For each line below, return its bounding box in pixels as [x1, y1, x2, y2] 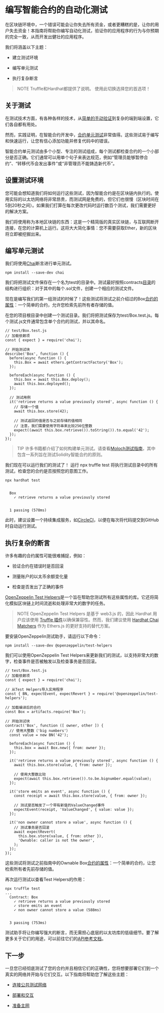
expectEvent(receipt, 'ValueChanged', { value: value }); [14, 807, 134, 812]
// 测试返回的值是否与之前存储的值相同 [14, 418, 82, 423]
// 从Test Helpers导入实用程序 [5, 687, 63, 692]
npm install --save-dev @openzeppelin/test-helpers [5, 643, 112, 648]
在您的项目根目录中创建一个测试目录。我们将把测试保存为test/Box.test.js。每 [5, 312, 159, 318]
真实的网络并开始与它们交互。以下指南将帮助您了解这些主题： [5, 971, 129, 977]
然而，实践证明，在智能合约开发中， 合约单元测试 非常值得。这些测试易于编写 [5, 131, 159, 137]
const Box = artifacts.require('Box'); [5, 710, 86, 714]
